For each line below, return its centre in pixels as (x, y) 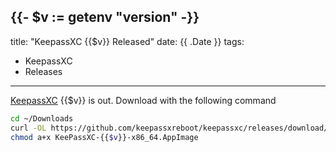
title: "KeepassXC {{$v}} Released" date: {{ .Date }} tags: (127, 41)
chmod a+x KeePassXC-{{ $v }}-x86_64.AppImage (104, 137)
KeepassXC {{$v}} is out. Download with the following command (143, 100)
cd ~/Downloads (42, 118)
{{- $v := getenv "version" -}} (105, 17)
